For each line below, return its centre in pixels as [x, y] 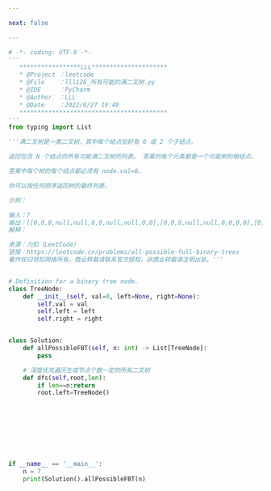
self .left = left [66, 311]
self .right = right [70, 319]
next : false [28, 23]
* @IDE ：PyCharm [55, 90]
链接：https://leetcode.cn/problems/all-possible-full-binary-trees [124, 252]
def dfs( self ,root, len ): [65, 378]
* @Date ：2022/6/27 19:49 [69, 105]
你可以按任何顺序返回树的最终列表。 [60, 186]
